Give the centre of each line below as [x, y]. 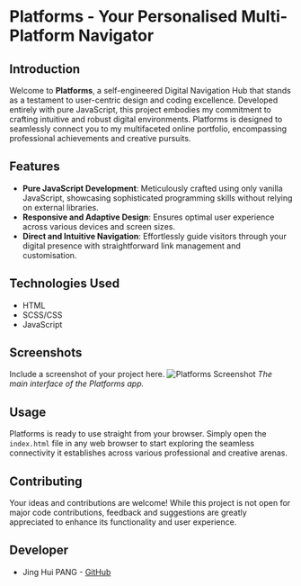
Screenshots [46, 353]
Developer [39, 550]
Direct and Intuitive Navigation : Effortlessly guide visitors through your [155, 236]
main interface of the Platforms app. [77, 383]
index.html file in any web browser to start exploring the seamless [132, 444]
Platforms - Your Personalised [124, 17]
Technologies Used [64, 284]
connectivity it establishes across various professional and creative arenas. [149, 453]
